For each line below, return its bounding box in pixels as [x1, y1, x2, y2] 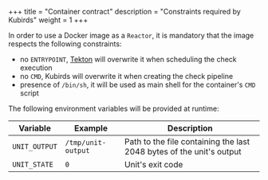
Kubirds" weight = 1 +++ [8, 15, 89, 25]
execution [19, 63, 53, 72]
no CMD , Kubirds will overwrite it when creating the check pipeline [19, 72, 234, 80]
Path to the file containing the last [124, 136, 250, 147]
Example [74, 123, 108, 134]
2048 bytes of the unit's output [124, 147, 242, 157]
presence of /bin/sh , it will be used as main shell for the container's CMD [19, 80, 256, 89]
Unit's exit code [124, 159, 183, 170]
